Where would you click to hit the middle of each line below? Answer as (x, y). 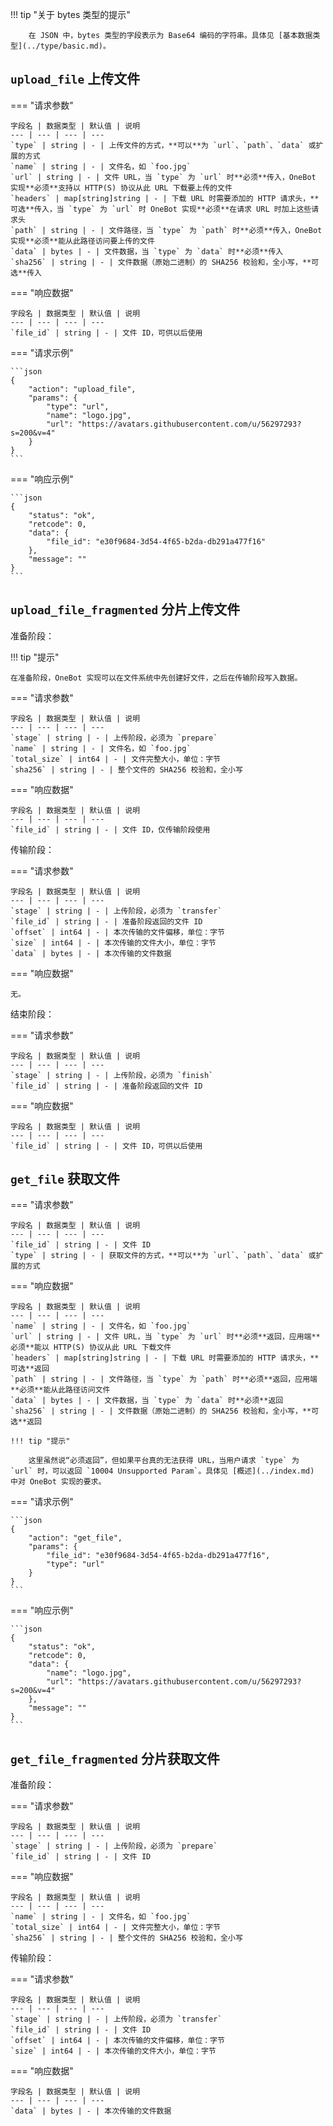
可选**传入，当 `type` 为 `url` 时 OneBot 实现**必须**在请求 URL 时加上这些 (161, 209)
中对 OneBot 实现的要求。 (58, 1482)
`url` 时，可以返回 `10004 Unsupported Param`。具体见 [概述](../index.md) (162, 1471)
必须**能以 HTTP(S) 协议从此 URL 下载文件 (91, 1348)
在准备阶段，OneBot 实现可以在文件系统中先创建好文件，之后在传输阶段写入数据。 (156, 678)
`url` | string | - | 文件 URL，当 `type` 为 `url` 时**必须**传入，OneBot (163, 177)
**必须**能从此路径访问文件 (60, 1390)
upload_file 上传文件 (75, 79)
